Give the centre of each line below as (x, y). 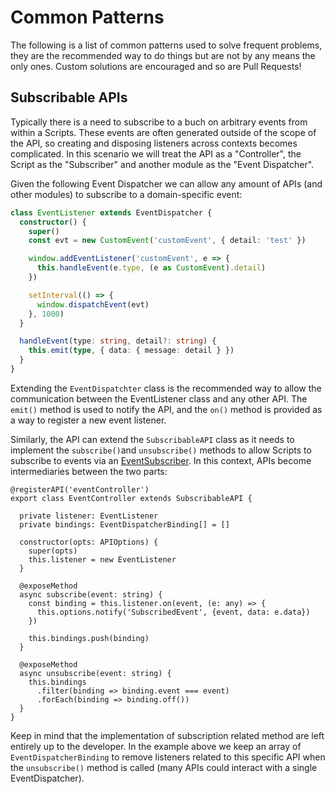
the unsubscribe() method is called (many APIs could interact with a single (164, 767)
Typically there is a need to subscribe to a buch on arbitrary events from (159, 122)
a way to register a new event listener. (88, 420)
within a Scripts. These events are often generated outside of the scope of (163, 132)
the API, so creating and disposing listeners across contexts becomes (154, 143)
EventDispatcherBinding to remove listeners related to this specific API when (168, 757)
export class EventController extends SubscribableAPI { (131, 498)
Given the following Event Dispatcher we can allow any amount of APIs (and (166, 183)
